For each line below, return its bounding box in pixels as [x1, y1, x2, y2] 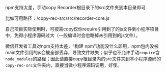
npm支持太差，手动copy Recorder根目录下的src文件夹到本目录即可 [5, 5, 146, 10]
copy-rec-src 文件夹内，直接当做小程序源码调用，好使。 [5, 62, 122, 68]
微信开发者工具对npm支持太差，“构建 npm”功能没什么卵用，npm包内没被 [5, 43, 159, 49]
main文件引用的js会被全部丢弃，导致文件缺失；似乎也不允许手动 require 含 [5, 50, 160, 55]
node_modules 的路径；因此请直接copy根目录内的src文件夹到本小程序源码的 [5, 56, 161, 62]
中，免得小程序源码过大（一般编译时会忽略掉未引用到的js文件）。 [5, 32, 141, 38]
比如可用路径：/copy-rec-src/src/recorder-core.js [5, 15, 109, 21]
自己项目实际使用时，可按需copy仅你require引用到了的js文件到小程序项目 [5, 26, 159, 32]
